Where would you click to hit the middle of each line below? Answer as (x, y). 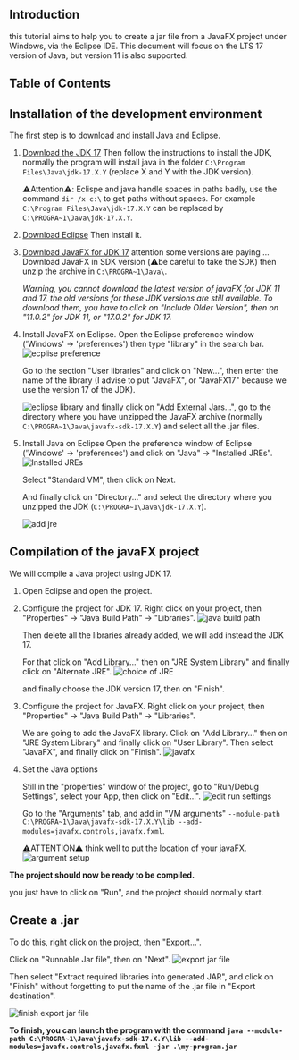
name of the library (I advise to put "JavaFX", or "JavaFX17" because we (154, 380)
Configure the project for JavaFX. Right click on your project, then (143, 706)
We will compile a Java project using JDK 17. (91, 573)
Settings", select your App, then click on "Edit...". (112, 796)
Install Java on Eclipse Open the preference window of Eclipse (137, 444)
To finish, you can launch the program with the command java (126, 1030)
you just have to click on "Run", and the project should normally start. (137, 892)
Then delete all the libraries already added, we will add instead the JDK (153, 635)
